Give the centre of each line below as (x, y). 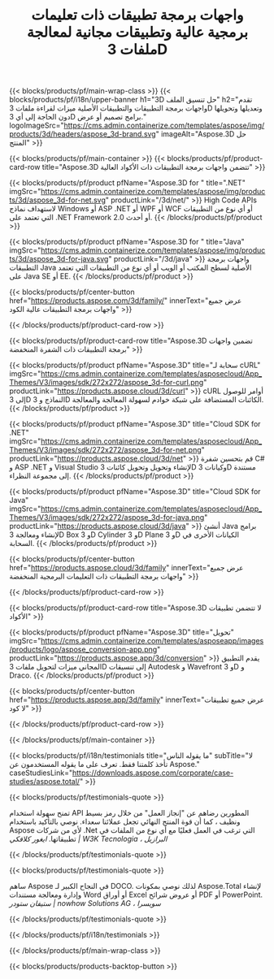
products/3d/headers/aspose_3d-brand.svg (83, 134)
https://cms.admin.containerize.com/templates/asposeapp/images (152, 641)
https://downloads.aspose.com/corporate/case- (153, 773)
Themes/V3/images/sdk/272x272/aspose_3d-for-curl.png (107, 383)
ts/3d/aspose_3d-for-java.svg (59, 259)
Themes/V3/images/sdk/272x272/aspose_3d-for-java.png (107, 518)
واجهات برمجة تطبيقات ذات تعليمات (137, 15)
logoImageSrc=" (37, 126)
